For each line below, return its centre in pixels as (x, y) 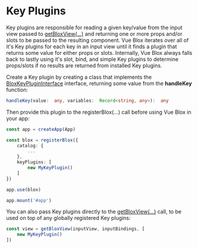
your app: (18, 118)
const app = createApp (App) (41, 129)
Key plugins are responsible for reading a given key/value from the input (94, 27)
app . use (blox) (24, 190)
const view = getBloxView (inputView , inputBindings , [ (76, 229)
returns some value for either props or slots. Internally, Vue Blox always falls (99, 52)
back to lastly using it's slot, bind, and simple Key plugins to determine (92, 59)
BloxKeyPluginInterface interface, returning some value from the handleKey (99, 83)
